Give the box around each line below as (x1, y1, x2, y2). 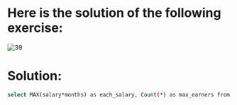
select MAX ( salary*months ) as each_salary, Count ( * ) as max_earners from (7, 91, 231, 98)
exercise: (7, 20, 63, 36)
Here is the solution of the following (7, 5, 221, 21)
